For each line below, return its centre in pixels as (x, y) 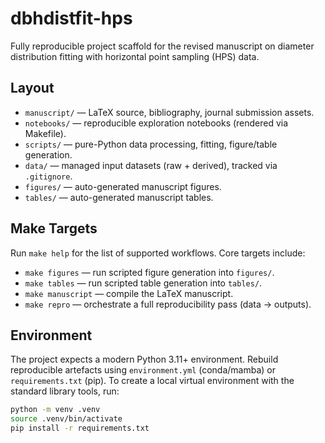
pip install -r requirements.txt (80, 428)
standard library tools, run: (65, 391)
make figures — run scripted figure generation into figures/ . (149, 272)
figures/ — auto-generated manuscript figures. (123, 186)
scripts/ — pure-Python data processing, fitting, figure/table (151, 144)
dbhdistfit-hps (71, 18)
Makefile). (45, 133)
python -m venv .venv (55, 410)
